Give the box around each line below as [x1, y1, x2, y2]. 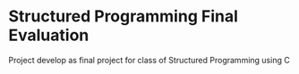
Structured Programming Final [8, 6, 239, 27]
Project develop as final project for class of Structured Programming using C [8, 54, 290, 65]
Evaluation [8, 25, 90, 45]
